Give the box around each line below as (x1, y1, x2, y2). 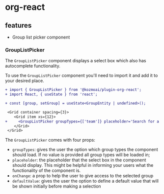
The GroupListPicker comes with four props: (5, 137, 96, 143)
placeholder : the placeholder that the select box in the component (12, 157, 146, 163)
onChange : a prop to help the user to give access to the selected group (12, 173, 154, 179)
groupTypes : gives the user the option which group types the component (12, 147, 158, 153)
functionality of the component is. (12, 167, 81, 174)
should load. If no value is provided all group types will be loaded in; (12, 152, 150, 158)
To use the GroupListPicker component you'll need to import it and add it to (5, 73, 158, 78)
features (5, 21, 32, 30)
